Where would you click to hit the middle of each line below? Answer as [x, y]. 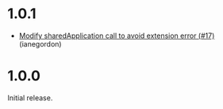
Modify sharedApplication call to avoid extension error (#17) [117, 36]
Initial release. [30, 98]
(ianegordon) [40, 43]
